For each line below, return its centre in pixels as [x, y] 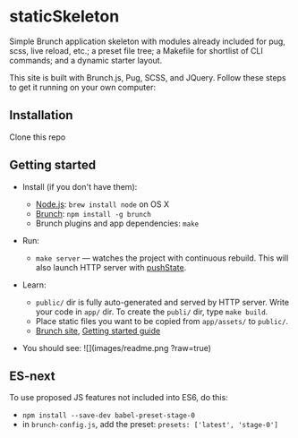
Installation [41, 115]
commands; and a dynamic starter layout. [86, 60]
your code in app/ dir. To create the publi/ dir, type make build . [152, 312]
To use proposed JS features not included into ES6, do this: [119, 398]
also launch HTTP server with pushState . [111, 267]
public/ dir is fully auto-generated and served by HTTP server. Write [162, 302]
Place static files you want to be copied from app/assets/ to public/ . [162, 321]
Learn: [34, 285]
